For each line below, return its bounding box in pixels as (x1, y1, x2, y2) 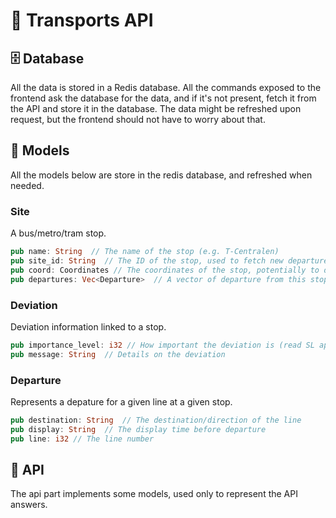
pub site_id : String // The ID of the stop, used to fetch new (10, 255, 284, 266)
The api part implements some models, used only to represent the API (10, 488, 298, 500)
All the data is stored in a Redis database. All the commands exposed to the (10, 82, 322, 93)
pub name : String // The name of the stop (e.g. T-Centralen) (10, 247, 280, 257)
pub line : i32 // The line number (10, 434, 155, 444)
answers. (10, 499, 48, 511)
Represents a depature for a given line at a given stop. (10, 395, 233, 408)
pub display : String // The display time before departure (10, 424, 267, 434)
